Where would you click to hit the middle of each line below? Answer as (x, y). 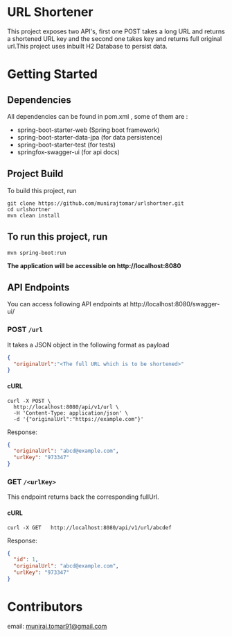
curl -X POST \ (29, 401)
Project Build (35, 174)
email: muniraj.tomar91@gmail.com (57, 626)
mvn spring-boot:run (37, 253)
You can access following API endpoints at (68, 304)
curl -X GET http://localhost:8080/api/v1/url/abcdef (89, 528)
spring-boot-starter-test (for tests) (66, 144)
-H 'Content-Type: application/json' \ (71, 413)
